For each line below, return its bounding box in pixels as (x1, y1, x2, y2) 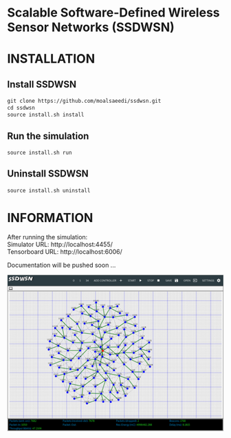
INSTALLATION (7, 51, 95, 67)
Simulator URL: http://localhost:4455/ (7, 240, 113, 248)
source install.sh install (7, 112, 85, 119)
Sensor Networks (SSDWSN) (7, 19, 175, 35)
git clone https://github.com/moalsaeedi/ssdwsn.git (7, 98, 162, 105)
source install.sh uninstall (7, 187, 91, 194)
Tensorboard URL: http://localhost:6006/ (7, 247, 122, 256)
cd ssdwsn (7, 105, 36, 112)
